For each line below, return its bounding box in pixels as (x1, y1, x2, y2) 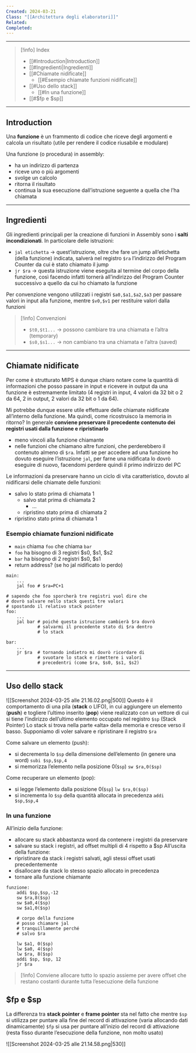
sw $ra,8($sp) (16, 895, 51, 901)
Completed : (6, 25, 33, 31)
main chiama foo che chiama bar (14, 542, 92, 550)
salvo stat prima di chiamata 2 (23, 496, 96, 503)
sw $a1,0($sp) (16, 905, 51, 911)
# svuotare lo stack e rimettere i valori (37, 655, 142, 660)
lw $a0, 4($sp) (16, 946, 54, 952)
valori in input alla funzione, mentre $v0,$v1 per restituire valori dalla (6, 297, 170, 304)
